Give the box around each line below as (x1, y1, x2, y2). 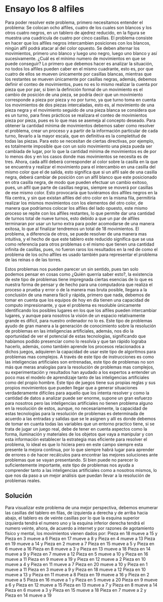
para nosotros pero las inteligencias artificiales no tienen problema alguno (5, 400, 153, 406)
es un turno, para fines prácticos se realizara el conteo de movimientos (5, 112, 147, 118)
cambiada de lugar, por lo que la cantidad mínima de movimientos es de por (5, 148, 157, 154)
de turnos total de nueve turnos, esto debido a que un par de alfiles (5, 215, 140, 221)
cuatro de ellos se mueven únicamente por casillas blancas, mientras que (5, 71, 152, 77)
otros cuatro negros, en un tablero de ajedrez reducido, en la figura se (5, 30, 146, 35)
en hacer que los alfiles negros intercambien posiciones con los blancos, (5, 40, 151, 46)
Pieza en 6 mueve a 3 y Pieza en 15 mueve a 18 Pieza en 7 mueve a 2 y (5, 587, 147, 593)
